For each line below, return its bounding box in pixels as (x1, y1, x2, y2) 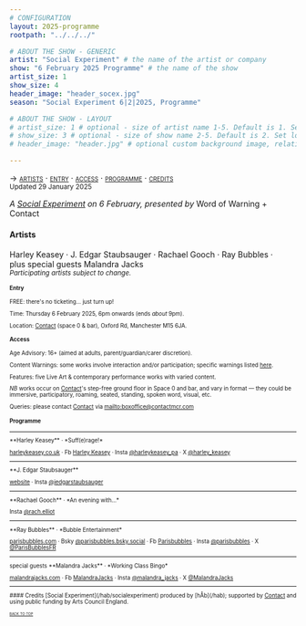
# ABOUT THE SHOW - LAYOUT (9, 114, 112, 123)
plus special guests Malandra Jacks (9, 259, 144, 270)
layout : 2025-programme (9, 22, 100, 31)
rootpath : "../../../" (9, 30, 96, 39)
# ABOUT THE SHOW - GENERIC (9, 47, 117, 56)
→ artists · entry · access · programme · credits (9, 172, 174, 183)
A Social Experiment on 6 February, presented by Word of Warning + (9, 198, 268, 209)
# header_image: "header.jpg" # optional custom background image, (9, 140, 271, 149)
